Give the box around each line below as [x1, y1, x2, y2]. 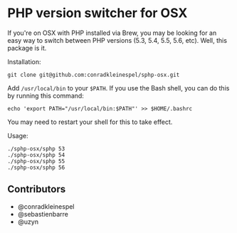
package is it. [7, 43, 47, 52]
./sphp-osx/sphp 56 [7, 164, 65, 171]
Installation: [7, 57, 41, 66]
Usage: [7, 131, 28, 140]
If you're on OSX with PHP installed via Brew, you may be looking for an [7, 29, 217, 37]
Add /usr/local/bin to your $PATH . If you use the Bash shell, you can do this [7, 83, 230, 92]
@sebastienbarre [17, 209, 69, 218]
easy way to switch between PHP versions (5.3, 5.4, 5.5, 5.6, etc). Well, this [7, 36, 228, 44]
